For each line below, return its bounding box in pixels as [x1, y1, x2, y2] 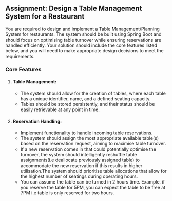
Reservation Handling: [12, 118, 62, 124]
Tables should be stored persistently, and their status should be [20, 101, 155, 107]
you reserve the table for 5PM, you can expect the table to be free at [20, 185, 166, 191]
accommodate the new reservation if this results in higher [20, 162, 143, 169]
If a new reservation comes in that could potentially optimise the [20, 146, 157, 152]
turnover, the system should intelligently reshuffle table [20, 152, 137, 158]
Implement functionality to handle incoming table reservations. [20, 130, 153, 136]
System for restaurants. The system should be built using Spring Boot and [5, 31, 162, 38]
